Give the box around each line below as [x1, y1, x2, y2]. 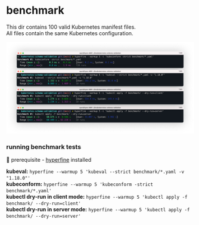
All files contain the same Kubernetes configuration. [6, 29, 133, 36]
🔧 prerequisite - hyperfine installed [6, 156, 92, 164]
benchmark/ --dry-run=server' [6, 213, 82, 220]
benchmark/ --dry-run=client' [6, 201, 82, 206]
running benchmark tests [6, 143, 82, 151]
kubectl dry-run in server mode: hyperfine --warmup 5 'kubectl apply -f [6, 206, 190, 213]
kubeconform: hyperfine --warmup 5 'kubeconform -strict [6, 180, 154, 188]
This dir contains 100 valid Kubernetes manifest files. [6, 23, 136, 30]
